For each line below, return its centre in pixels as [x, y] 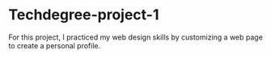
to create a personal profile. [55, 45]
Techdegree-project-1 [84, 15]
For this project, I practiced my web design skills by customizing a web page [135, 37]
